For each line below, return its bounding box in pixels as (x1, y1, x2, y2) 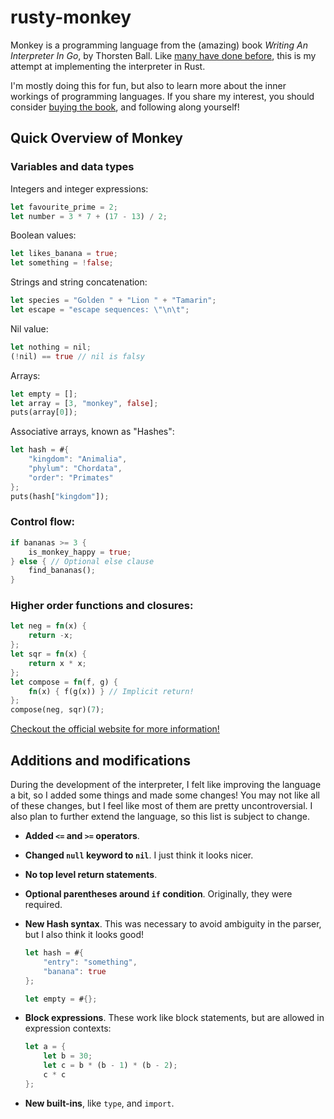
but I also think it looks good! (24, 929, 145, 941)
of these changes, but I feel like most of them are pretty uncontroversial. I (10, 800, 313, 812)
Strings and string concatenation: (10, 276, 148, 288)
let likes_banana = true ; (10, 249, 118, 259)
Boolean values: (10, 229, 77, 241)
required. (24, 899, 63, 911)
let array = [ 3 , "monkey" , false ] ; (10, 398, 159, 408)
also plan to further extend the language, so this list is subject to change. (10, 811, 311, 823)
